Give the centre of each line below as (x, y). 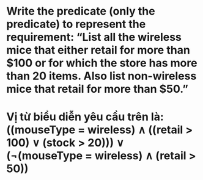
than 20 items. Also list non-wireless (102, 76)
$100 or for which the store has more (102, 63)
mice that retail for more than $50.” (97, 89)
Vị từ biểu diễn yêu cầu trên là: (85, 117)
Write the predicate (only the (81, 11)
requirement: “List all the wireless (94, 37)
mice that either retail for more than (98, 50)
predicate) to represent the (76, 24)
